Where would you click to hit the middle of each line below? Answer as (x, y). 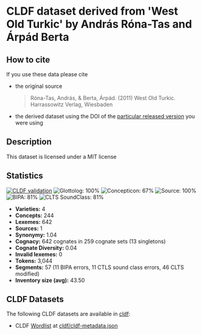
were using (29, 123)
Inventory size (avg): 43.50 (50, 280)
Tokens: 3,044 (34, 261)
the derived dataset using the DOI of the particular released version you (105, 116)
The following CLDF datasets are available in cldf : (68, 314)
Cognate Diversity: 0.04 (46, 248)
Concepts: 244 (34, 215)
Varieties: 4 (30, 209)
